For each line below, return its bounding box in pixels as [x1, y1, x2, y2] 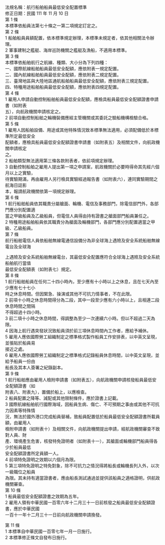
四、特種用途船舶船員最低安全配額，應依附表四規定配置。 [5, 84, 121, 90]
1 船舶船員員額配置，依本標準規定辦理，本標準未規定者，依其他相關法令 [5, 35, 150, 41]
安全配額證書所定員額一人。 [5, 451, 61, 456]
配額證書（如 [9, 383, 35, 389]
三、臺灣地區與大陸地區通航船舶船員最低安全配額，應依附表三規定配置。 [5, 78, 151, 83]
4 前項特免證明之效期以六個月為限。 [5, 457, 78, 463]
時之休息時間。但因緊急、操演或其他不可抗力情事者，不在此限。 [5, 291, 134, 297]
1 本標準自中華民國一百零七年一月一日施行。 [5, 528, 94, 534]
